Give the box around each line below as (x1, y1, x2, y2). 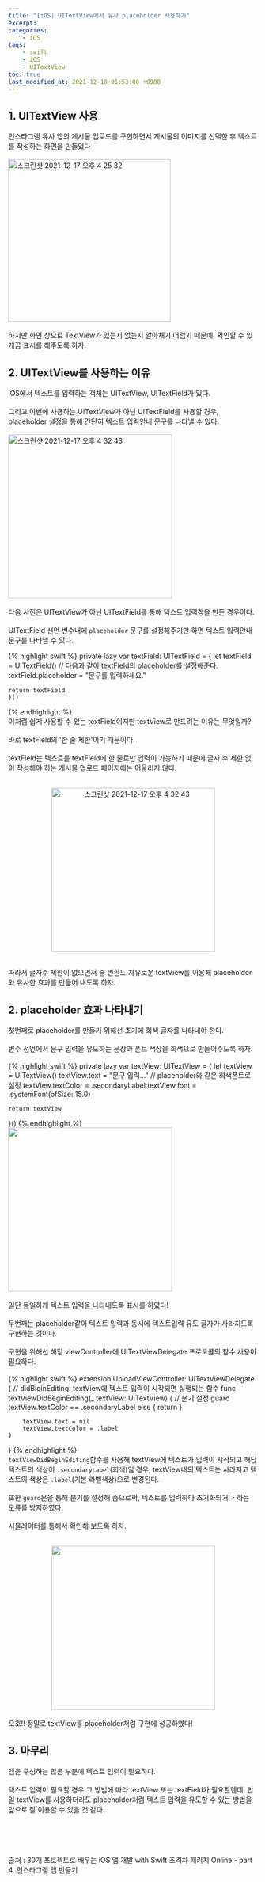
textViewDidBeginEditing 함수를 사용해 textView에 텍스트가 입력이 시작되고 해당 (8, 1454, 257, 1464)
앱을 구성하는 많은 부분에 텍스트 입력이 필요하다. (8, 1766, 157, 1776)
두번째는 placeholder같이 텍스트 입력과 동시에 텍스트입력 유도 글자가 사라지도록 (8, 1318, 254, 1328)
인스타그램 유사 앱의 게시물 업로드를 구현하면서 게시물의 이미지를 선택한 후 (8, 131, 237, 141)
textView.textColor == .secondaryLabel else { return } (8, 1402, 183, 1411)
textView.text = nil (22, 1417, 90, 1426)
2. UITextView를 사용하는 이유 (8, 366, 151, 379)
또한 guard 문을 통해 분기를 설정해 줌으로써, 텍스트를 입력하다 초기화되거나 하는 (8, 1492, 250, 1502)
